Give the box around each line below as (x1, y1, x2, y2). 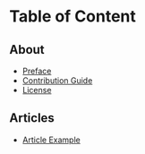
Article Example (21, 134, 81, 145)
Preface (21, 65, 52, 76)
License (21, 85, 52, 95)
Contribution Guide (21, 75, 93, 86)
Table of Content (9, 6, 137, 27)
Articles (9, 110, 55, 126)
